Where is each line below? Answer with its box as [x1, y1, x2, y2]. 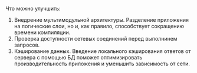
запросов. [14, 41, 40, 48]
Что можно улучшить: [5, 5, 61, 12]
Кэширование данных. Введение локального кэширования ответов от [14, 48, 191, 55]
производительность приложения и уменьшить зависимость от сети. [14, 60, 190, 67]
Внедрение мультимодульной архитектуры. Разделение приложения [14, 16, 189, 23]
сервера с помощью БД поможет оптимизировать [14, 54, 143, 61]
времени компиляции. [14, 29, 71, 36]
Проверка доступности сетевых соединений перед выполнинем [14, 35, 178, 42]
